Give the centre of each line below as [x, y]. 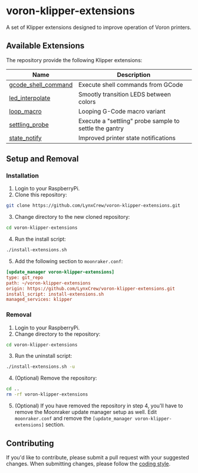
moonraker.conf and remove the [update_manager [73, 419]
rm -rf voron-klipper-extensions [47, 394]
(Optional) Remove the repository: [56, 378]
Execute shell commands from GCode [131, 85]
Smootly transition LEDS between [125, 94]
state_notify [26, 138]
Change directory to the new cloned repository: [72, 217]
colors [87, 102]
